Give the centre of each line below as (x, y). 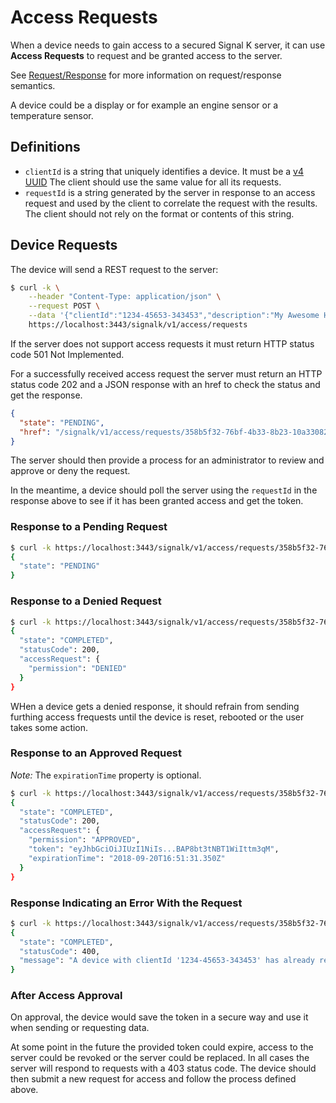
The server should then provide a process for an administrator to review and (167, 460)
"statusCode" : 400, (60, 951)
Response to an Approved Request (96, 753)
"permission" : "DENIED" (78, 668)
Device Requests (64, 245)
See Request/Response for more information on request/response (146, 75)
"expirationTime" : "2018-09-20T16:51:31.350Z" (127, 858)
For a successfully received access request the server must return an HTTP (166, 373)
